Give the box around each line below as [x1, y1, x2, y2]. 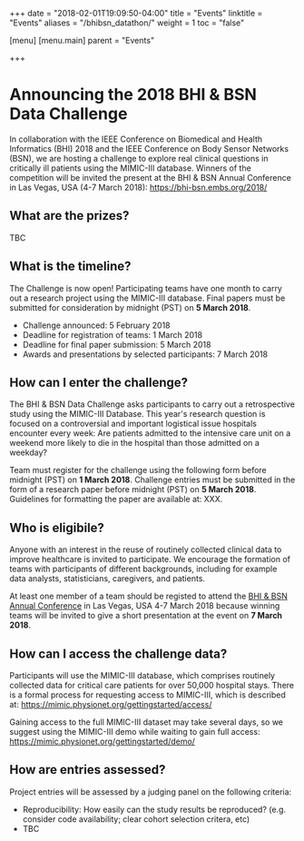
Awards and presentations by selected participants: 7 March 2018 [22, 349, 269, 360]
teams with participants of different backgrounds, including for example [9, 563, 278, 575]
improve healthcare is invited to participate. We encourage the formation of [9, 554, 290, 565]
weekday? [9, 447, 48, 458]
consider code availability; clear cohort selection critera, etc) [22, 813, 250, 825]
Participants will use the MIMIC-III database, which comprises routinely [9, 670, 275, 680]
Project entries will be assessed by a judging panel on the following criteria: [9, 786, 292, 797]
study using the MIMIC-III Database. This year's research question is [9, 409, 266, 420]
